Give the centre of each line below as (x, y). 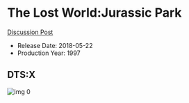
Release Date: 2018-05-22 (55, 45)
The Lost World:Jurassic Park (94, 13)
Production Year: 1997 (49, 53)
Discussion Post (30, 32)
